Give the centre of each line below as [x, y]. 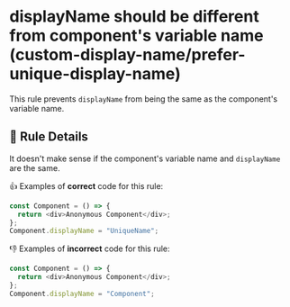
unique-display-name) [95, 74]
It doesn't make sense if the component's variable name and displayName [145, 158]
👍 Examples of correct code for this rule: [86, 185]
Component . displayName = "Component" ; [82, 293]
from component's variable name [136, 36]
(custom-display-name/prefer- [127, 55]
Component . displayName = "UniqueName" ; [84, 231]
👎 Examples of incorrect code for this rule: [90, 248]
